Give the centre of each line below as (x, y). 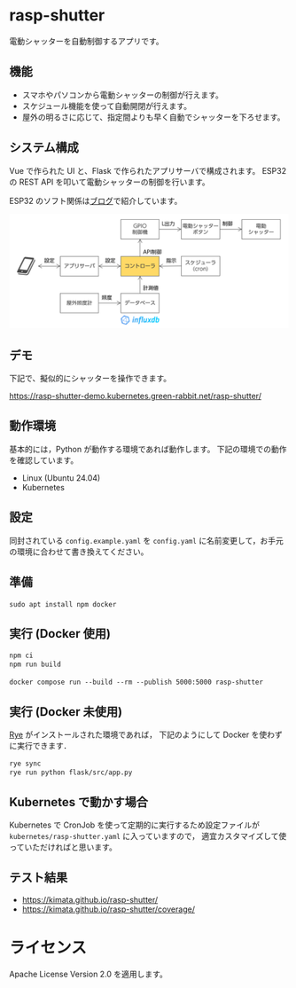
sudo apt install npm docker (63, 604)
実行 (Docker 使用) (60, 634)
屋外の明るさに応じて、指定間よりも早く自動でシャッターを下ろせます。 (153, 117)
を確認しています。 (44, 460)
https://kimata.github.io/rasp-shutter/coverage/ (108, 909)
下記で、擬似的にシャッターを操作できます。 (90, 379)
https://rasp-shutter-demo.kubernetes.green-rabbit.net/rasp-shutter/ (135, 396)
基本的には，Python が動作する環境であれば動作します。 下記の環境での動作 (148, 449)
